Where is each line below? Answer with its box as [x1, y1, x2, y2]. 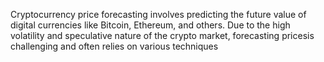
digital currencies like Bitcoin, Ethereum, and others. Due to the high [10, 19, 291, 31]
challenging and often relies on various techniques [10, 40, 219, 52]
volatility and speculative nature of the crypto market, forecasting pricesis [10, 30, 315, 41]
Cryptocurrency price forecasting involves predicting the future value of [10, 9, 307, 20]
